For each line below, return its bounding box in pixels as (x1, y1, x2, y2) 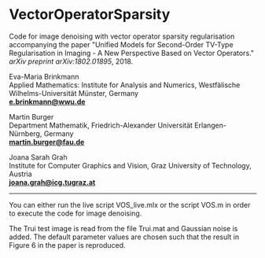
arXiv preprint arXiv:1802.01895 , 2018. (9, 57, 134, 66)
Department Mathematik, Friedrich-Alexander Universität (9, 120, 193, 130)
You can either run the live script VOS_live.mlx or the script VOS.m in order (9, 200, 251, 209)
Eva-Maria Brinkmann (9, 72, 79, 81)
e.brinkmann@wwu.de (9, 97, 86, 106)
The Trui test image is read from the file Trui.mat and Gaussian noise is (9, 223, 238, 233)
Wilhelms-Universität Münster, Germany (9, 88, 139, 98)
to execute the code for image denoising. (9, 208, 142, 218)
